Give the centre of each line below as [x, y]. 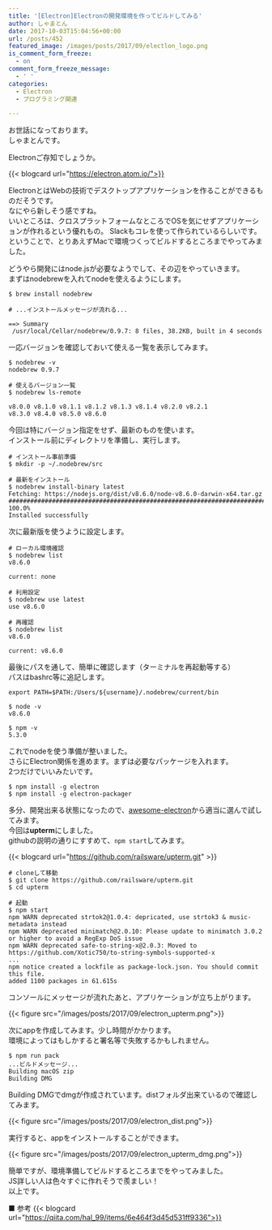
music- [240, 917]
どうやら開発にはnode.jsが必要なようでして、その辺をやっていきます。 [126, 269]
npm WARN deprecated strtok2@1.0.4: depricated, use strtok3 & [117, 917]
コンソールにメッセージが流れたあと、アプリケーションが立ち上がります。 [132, 997]
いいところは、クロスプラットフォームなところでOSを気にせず [113, 221]
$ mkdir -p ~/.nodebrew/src [56, 464]
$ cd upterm [28, 887]
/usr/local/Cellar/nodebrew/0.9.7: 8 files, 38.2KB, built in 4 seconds [137, 331]
